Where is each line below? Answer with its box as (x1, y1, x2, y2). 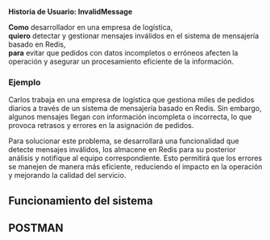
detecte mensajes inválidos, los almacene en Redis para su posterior (8, 145, 236, 155)
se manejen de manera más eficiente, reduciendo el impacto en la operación (8, 162, 263, 172)
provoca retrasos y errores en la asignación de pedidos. (8, 121, 194, 130)
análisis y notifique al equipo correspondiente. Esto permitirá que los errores (8, 153, 263, 163)
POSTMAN (8, 221, 64, 235)
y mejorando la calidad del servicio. (8, 171, 127, 180)
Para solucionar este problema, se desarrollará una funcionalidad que (8, 136, 239, 146)
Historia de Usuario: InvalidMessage (8, 7, 133, 16)
